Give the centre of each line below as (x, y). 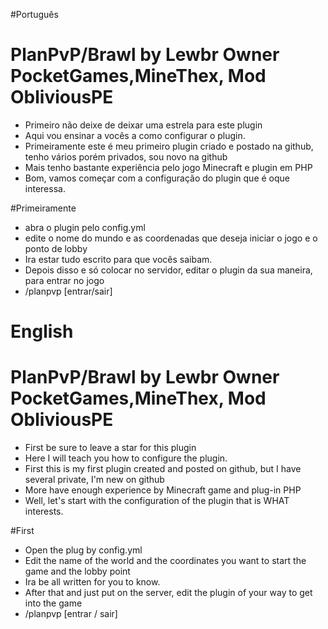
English (42, 331)
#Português (34, 14)
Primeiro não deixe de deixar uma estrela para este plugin (143, 125)
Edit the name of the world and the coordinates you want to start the (165, 561)
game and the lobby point (77, 571)
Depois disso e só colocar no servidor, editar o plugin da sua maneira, (168, 270)
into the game (53, 603)
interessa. (45, 188)
